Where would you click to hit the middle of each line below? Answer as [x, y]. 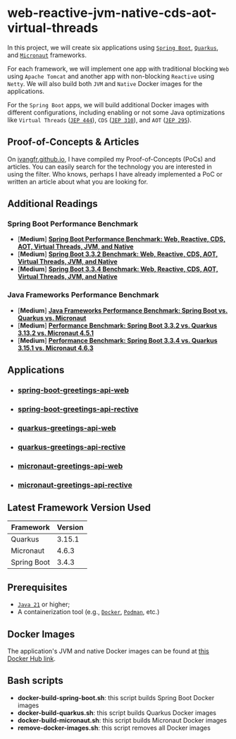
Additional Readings [53, 204]
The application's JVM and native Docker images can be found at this [108, 651]
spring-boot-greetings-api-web [73, 390]
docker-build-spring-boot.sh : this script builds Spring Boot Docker [116, 697]
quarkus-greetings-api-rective [72, 447]
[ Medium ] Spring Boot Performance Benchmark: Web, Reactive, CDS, [122, 239]
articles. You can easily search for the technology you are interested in [110, 167]
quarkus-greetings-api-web [67, 428]
